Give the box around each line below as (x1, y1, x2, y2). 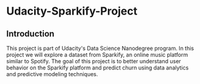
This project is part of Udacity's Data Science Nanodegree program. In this (6, 44, 194, 52)
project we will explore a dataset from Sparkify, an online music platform (6, 51, 188, 58)
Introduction (6, 29, 55, 39)
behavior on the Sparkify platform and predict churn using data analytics (6, 64, 189, 71)
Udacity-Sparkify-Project (6, 4, 138, 18)
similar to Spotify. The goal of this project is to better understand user (6, 58, 181, 65)
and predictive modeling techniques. (6, 71, 98, 77)
